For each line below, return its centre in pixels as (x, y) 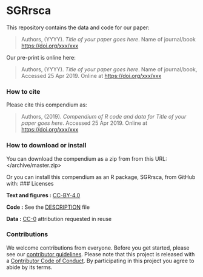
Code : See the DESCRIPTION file (48, 207)
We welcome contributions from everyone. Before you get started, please (98, 248)
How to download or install (46, 146)
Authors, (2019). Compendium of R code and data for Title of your (104, 117)
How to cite (23, 91)
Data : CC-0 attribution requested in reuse (59, 219)
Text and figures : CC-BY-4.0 (43, 195)
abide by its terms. (29, 267)
